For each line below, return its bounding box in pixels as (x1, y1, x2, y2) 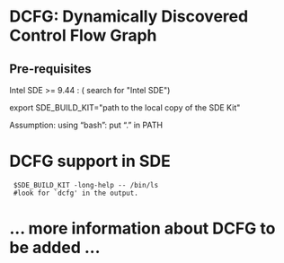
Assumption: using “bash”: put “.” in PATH (9, 119, 164, 130)
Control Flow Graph (9, 25, 157, 46)
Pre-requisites (9, 61, 92, 76)
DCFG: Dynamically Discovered (9, 6, 249, 27)
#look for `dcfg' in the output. (13, 188, 139, 197)
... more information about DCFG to (9, 218, 276, 239)
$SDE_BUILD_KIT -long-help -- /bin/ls (13, 180, 159, 189)
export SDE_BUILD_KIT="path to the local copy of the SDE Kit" (9, 102, 241, 113)
